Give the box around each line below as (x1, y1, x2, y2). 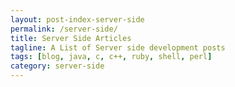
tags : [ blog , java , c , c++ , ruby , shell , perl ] (10, 52, 213, 62)
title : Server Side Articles (10, 33, 132, 43)
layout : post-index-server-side (10, 14, 145, 25)
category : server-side (10, 61, 105, 71)
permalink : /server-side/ (10, 24, 118, 34)
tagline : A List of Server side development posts (10, 42, 226, 53)
